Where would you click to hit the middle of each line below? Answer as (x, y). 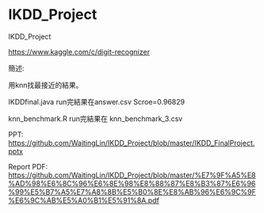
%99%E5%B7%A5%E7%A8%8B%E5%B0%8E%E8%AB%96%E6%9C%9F (132, 192)
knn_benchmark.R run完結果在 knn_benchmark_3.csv (96, 118)
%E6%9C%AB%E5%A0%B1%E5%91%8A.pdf (84, 200)
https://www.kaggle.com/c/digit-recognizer (79, 51)
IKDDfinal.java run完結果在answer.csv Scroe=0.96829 (96, 101)
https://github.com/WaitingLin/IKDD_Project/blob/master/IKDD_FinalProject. (132, 143)
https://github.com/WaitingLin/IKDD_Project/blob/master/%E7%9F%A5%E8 (132, 175)
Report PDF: (28, 166)
